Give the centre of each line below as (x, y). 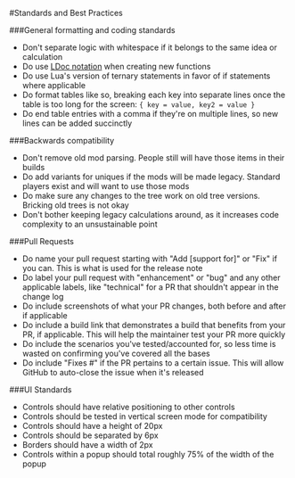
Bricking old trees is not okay (75, 205)
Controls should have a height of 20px (92, 426)
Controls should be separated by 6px (90, 435)
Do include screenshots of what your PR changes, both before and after (154, 306)
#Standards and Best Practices (66, 13)
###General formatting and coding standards (92, 30)
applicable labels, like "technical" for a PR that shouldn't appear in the (150, 287)
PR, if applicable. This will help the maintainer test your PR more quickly (154, 334)
